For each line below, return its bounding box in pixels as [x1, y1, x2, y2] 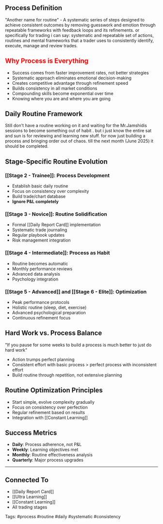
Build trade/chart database [12, 193, 66, 199]
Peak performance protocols [12, 299, 69, 305]
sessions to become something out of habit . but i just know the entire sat [5, 128, 152, 133]
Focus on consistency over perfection [12, 404, 88, 410]
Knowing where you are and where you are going [12, 95, 111, 101]
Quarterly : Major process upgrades [12, 457, 84, 463]
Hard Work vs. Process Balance [5, 329, 102, 337]
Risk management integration [12, 237, 71, 243]
